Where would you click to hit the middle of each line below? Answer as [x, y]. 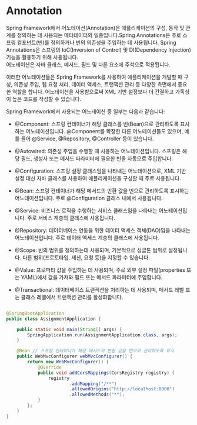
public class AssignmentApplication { [54, 319]
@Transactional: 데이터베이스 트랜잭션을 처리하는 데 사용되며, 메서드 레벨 [99, 289]
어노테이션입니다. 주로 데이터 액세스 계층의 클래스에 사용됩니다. [87, 237]
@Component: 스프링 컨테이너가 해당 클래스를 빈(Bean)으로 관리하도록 [97, 124]
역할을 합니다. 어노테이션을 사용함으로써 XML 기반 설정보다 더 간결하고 [93, 92]
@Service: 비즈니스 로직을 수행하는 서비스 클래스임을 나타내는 [86, 210]
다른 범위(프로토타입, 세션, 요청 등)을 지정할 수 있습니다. [86, 257]
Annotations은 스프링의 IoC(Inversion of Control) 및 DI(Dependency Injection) [98, 50]
